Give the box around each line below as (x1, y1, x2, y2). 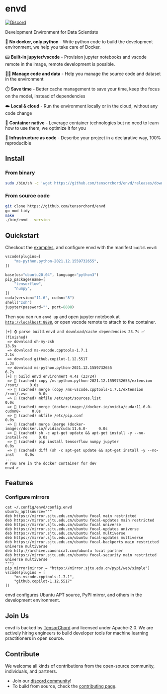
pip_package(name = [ (5, 277, 46, 282)
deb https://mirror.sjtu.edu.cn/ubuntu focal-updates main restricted (5, 518, 155, 523)
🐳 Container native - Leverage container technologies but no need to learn (5, 120, 159, 126)
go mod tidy (5, 208, 30, 213)
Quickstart (5, 231, 39, 240)
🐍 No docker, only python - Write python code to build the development (5, 38, 153, 45)
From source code (5, 192, 50, 199)
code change (5, 110, 32, 116)
